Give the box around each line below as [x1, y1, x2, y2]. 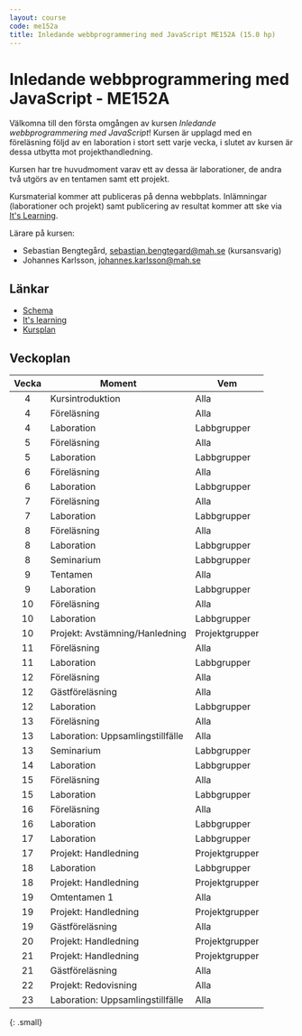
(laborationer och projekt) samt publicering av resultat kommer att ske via [9, 200, 282, 212]
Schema [22, 305, 54, 316]
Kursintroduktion [50, 392, 121, 404]
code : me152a [9, 22, 59, 31]
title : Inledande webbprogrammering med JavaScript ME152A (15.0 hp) [9, 30, 277, 39]
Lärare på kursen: [9, 227, 75, 239]
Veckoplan [9, 350, 71, 365]
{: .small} [9, 1016, 43, 1027]
